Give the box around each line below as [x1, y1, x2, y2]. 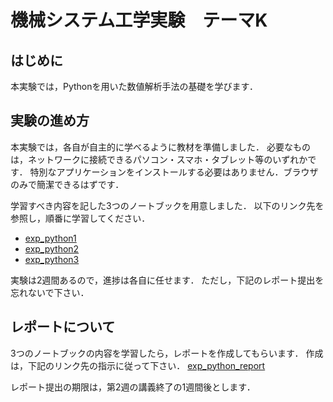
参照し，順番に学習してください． [10, 212, 151, 224]
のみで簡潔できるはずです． [10, 178, 125, 190]
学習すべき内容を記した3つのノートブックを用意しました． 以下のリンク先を [10, 199, 325, 211]
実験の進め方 [10, 112, 90, 130]
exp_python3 [24, 253, 80, 265]
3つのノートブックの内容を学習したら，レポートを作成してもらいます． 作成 [10, 347, 324, 359]
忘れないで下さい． [10, 286, 90, 298]
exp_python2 [24, 242, 80, 255]
